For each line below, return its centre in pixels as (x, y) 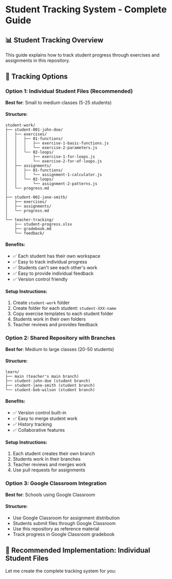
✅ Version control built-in (40, 413)
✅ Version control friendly (40, 279)
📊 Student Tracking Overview (54, 40)
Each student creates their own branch (54, 453)
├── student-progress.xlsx (43, 224)
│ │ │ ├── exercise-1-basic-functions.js (57, 143)
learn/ (12, 372)
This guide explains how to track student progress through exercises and (83, 55)
